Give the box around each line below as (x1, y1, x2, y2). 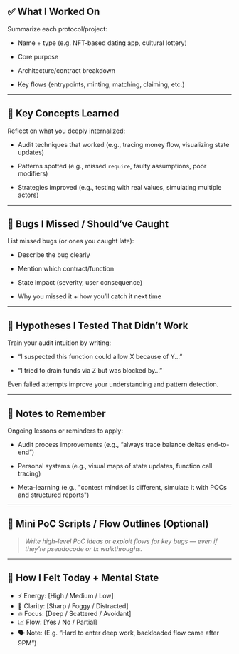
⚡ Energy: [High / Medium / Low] (17, 591, 114, 600)
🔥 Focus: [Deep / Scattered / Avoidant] (17, 609, 132, 618)
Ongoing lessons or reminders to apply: (7, 426, 123, 435)
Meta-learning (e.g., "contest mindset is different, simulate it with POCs (17, 483, 228, 492)
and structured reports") (17, 491, 90, 499)
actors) (17, 191, 39, 199)
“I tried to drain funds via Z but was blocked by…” (17, 366, 163, 375)
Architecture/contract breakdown (17, 66, 116, 74)
